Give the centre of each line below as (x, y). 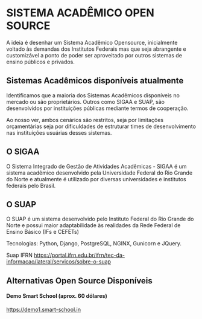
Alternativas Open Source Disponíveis (79, 281)
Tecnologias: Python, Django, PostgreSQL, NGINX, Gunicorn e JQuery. (94, 243)
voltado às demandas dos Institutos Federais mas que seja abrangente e (96, 49)
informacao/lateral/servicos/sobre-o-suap (59, 262)
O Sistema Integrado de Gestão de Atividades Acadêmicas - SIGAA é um (96, 166)
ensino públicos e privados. (41, 62)
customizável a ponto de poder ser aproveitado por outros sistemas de (94, 55)
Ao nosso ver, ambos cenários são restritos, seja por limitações (85, 120)
